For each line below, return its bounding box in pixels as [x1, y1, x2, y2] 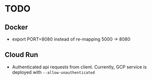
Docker [5, 23, 28, 31]
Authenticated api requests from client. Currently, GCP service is [12, 63, 147, 70]
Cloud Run [5, 50, 38, 59]
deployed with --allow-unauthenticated [12, 69, 95, 75]
